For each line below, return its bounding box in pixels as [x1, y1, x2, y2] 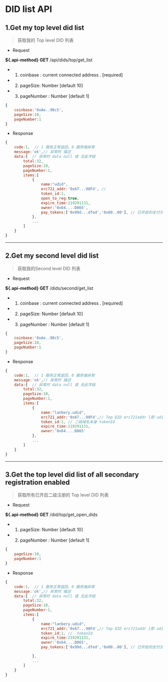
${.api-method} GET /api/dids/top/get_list [5, 57, 92, 63]
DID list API [5, 3, 52, 15]
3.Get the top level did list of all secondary [5, 470, 139, 479]
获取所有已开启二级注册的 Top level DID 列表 [17, 492, 109, 498]
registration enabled [5, 478, 70, 487]
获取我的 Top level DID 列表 [17, 37, 74, 43]
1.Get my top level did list [5, 23, 84, 32]
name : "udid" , [40, 182, 68, 187]
